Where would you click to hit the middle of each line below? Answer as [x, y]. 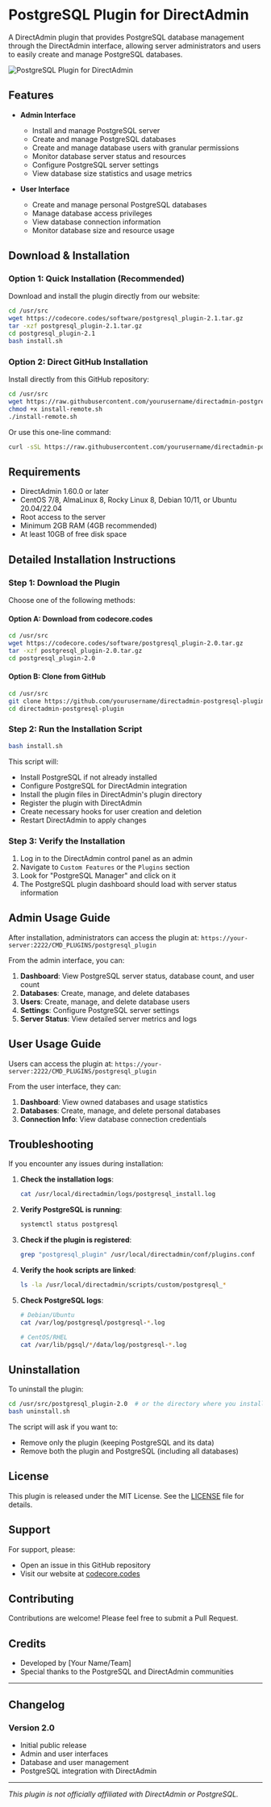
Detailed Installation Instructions [92, 560]
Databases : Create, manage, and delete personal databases [120, 1111]
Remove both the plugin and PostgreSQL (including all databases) [129, 1451]
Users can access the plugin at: [61, 1064]
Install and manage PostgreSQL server [96, 130]
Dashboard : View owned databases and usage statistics [114, 1102]
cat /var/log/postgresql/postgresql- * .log [92, 1322]
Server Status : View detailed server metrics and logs [108, 1019]
